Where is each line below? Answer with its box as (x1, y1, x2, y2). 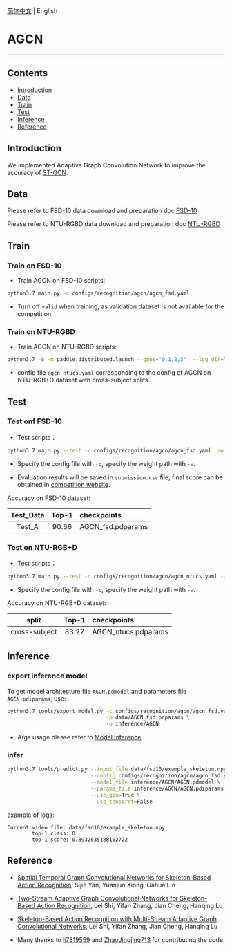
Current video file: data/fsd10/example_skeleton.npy (7, 824, 166, 831)
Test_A (16, 521, 39, 531)
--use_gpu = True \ (90, 791, 140, 798)
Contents (7, 67, 48, 79)
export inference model (7, 671, 88, 681)
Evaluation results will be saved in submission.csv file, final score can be (17, 473, 223, 481)
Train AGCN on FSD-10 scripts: (17, 277, 106, 285)
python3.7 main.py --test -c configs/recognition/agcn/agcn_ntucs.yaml (7, 573, 217, 580)
